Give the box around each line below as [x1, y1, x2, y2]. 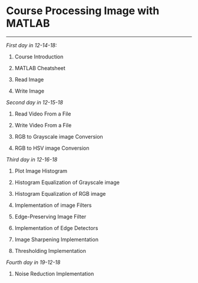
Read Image [14, 75, 44, 83]
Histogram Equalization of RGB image [14, 190, 106, 197]
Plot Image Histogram [14, 167, 68, 175]
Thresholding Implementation [14, 247, 87, 254]
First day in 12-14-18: [6, 41, 57, 48]
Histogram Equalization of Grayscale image [14, 179, 120, 186]
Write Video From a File [14, 121, 72, 129]
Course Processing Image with [6, 4, 160, 18]
